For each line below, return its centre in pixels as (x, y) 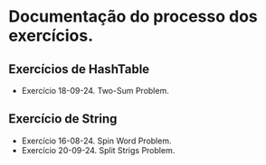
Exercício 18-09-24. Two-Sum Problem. (95, 91)
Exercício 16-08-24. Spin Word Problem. (96, 141)
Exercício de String (63, 119)
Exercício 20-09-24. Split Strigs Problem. (98, 150)
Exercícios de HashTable (79, 69)
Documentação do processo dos (133, 17)
